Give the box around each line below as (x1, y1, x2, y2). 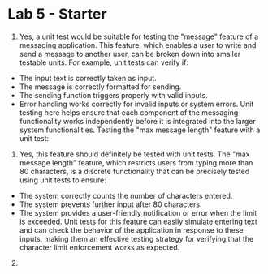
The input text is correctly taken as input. (19, 73, 158, 83)
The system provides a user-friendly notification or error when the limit (19, 208, 257, 217)
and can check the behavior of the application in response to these (19, 225, 244, 235)
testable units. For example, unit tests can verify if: (19, 58, 188, 67)
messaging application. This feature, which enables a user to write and (19, 40, 257, 49)
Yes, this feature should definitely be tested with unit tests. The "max (19, 149, 250, 159)
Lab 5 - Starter (7, 5, 107, 24)
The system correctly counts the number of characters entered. (19, 191, 233, 200)
